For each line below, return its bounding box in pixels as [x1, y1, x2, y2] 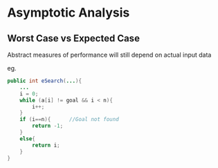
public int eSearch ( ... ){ [7, 77, 82, 84]
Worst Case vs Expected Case [7, 32, 140, 44]
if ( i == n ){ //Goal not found [19, 116, 119, 123]
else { [19, 135, 36, 142]
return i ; [32, 142, 60, 149]
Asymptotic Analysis [7, 5, 130, 21]
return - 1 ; [32, 122, 64, 129]
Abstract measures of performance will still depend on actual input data [7, 50, 212, 59]
